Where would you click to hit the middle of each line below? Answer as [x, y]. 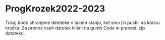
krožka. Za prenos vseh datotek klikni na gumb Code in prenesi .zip [75, 27]
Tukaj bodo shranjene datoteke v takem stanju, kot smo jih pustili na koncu [82, 22]
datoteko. [15, 33]
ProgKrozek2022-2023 [55, 9]
